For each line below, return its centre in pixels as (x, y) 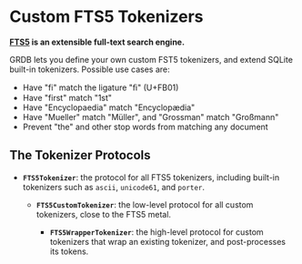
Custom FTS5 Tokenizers (106, 17)
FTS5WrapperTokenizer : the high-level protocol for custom (156, 232)
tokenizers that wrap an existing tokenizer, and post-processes (168, 241)
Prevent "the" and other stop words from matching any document (145, 127)
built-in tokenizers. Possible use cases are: (90, 69)
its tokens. (69, 251)
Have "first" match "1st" (67, 97)
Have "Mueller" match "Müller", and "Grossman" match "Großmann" (151, 117)
